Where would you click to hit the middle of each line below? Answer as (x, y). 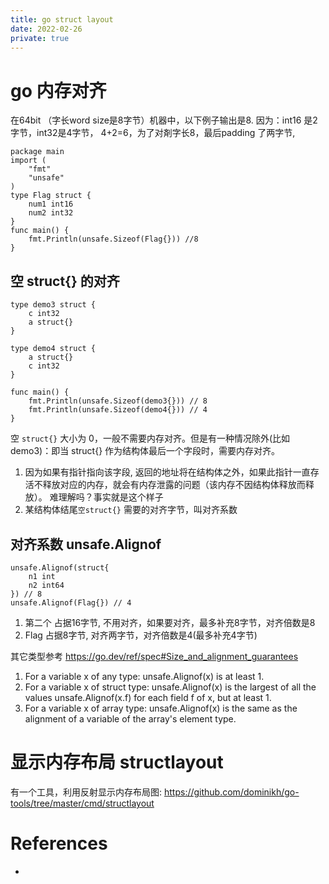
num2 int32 (51, 213)
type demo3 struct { (53, 305)
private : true (40, 38)
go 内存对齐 (58, 90)
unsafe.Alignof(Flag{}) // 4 (71, 602)
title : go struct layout (62, 19)
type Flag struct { (51, 196)
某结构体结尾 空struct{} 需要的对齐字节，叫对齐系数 (131, 510)
